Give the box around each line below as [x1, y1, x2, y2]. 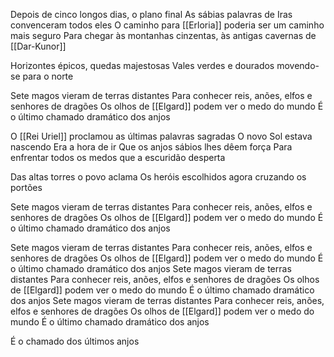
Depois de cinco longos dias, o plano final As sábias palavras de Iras [10, 9, 293, 20]
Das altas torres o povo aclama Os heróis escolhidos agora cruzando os [10, 171, 307, 183]
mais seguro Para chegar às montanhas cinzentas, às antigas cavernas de [10, 30, 317, 41]
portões [10, 182, 43, 193]
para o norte [22, 70, 74, 82]
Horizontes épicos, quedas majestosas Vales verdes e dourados [10, 60, 275, 71]
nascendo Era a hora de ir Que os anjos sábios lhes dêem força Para [10, 141, 293, 153]
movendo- [276, 60, 320, 71]
